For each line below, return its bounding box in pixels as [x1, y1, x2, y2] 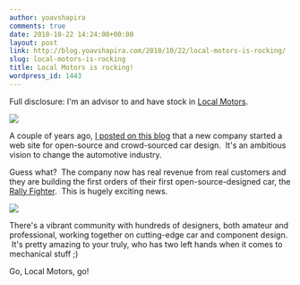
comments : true [9, 22, 66, 30]
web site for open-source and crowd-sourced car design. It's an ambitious [9, 140, 287, 151]
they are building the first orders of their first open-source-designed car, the [9, 176, 291, 186]
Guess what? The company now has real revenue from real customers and [9, 167, 287, 177]
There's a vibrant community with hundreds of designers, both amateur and [9, 220, 289, 230]
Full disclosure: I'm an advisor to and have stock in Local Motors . [9, 96, 249, 107]
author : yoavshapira [9, 13, 87, 22]
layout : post [9, 38, 58, 47]
